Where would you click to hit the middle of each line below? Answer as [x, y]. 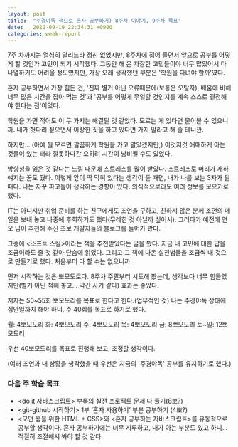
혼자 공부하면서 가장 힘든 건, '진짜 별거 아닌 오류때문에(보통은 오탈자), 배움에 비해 [119, 88]
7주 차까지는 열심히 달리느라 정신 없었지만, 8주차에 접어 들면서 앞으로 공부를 [113, 55]
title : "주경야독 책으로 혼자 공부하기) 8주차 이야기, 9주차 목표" [94, 21]
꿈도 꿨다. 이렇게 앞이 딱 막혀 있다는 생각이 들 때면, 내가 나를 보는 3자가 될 [128, 178]
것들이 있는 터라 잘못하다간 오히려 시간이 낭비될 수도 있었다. [90, 154]
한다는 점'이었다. [38, 106]
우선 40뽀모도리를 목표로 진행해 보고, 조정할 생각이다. [81, 349]
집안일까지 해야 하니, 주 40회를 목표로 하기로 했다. [77, 310]
